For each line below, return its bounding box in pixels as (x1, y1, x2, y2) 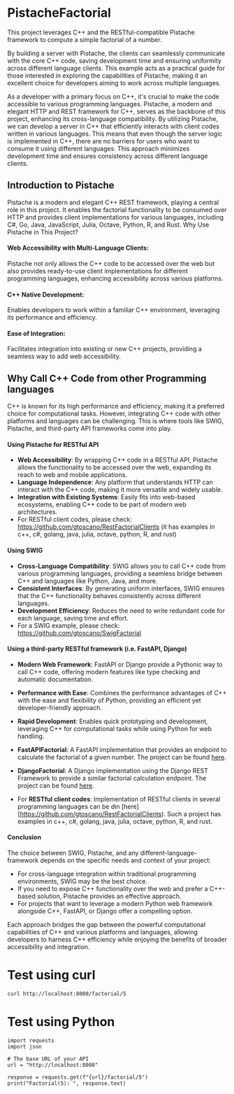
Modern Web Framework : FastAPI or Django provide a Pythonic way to (17, 660, 223, 669)
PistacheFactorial (7, 5, 112, 21)
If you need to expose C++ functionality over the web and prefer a (17, 884, 208, 893)
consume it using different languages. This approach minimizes (7, 144, 190, 152)
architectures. (17, 508, 58, 516)
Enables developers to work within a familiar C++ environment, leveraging (7, 306, 220, 314)
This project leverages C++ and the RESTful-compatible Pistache (7, 28, 196, 36)
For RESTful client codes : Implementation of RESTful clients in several (17, 795, 221, 803)
